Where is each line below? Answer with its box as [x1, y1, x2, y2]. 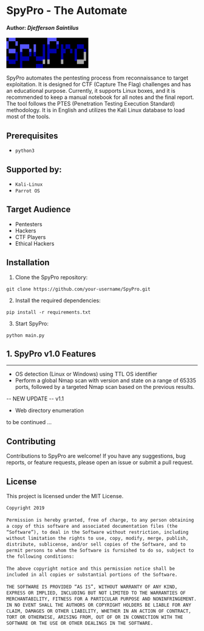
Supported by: [6, 164, 62, 175]
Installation [6, 257, 50, 268]
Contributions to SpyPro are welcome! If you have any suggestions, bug [6, 453, 186, 460]
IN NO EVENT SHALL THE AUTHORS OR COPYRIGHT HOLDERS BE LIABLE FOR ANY [6, 602, 191, 609]
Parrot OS [15, 188, 41, 194]
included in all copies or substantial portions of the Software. [6, 572, 178, 578]
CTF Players [15, 233, 46, 240]
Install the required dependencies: [15, 297, 101, 304]
